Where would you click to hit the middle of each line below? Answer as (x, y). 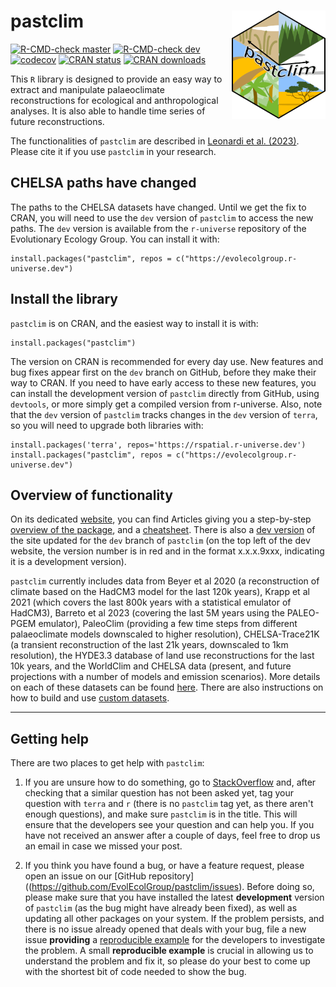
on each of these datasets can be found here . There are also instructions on (167, 687)
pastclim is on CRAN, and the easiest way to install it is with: (134, 323)
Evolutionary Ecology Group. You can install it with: (115, 239)
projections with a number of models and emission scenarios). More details (165, 677)
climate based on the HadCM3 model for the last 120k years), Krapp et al (160, 592)
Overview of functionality (91, 495)
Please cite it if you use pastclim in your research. (113, 151)
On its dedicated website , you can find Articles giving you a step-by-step (161, 519)
